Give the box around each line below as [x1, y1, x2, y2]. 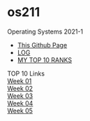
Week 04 [7, 99, 33, 107]
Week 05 [7, 106, 33, 115]
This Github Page [17, 41, 68, 49]
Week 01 [7, 76, 32, 85]
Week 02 [7, 84, 33, 92]
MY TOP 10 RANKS [17, 55, 73, 64]
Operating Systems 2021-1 [7, 27, 84, 36]
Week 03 [7, 92, 33, 100]
